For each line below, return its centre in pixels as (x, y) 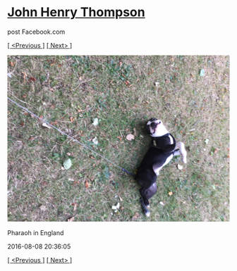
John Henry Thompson (77, 12)
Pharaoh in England (36, 232)
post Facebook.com (36, 32)
